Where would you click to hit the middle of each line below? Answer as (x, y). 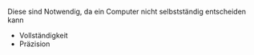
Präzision (34, 44)
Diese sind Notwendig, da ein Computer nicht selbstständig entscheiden (127, 12)
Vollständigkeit (44, 35)
